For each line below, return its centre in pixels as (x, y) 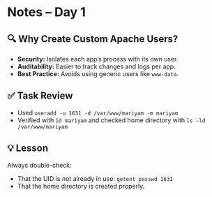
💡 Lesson (28, 148)
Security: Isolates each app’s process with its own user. (98, 59)
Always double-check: (39, 165)
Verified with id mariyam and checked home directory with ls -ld (111, 120)
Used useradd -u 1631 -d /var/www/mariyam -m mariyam (98, 112)
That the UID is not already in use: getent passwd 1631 (95, 178)
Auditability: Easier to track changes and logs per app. (96, 66)
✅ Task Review (40, 96)
